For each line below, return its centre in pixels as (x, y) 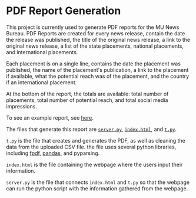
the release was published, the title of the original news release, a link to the (98, 39)
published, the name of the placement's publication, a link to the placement (97, 70)
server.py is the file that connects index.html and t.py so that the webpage (98, 182)
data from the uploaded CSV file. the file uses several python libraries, (91, 147)
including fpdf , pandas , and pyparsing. (53, 153)
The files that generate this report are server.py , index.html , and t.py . (92, 129)
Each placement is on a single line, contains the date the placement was (94, 64)
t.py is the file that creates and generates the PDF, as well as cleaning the (96, 140)
